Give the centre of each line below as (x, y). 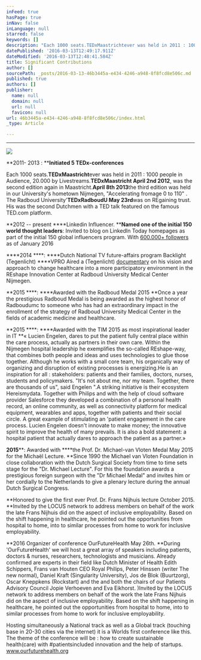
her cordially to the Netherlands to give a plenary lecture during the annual (98, 482)
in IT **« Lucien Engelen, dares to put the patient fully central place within (97, 336)
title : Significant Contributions (49, 62)
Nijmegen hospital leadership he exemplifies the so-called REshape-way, (96, 349)
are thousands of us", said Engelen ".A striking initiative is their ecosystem (98, 387)
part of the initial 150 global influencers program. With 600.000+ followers (98, 237)
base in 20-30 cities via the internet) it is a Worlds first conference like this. (99, 632)
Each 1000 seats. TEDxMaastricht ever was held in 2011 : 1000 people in (95, 174)
